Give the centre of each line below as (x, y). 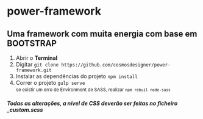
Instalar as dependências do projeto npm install (77, 76)
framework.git (34, 70)
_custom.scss (25, 110)
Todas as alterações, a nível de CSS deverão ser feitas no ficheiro (92, 103)
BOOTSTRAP (32, 43)
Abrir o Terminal (36, 58)
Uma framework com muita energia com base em (102, 34)
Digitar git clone (37, 64)
